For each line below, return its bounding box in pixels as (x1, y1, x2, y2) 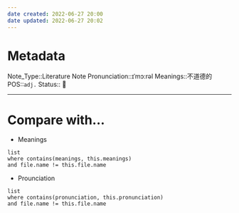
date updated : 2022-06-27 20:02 (7, 17, 103, 24)
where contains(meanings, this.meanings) (7, 155, 132, 162)
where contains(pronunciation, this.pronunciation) (7, 194, 164, 202)
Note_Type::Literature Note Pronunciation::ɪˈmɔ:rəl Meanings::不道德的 (7, 72, 213, 80)
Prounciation (17, 174, 55, 182)
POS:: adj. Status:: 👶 (7, 80, 67, 89)
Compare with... (7, 112, 105, 128)
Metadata (7, 48, 65, 64)
